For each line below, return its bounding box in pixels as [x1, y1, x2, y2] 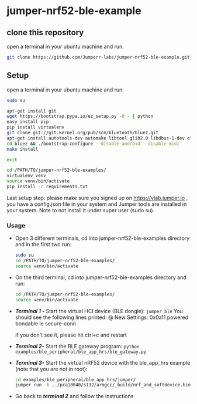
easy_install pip [6, 119, 49, 125]
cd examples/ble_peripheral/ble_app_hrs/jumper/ [15, 376, 136, 382]
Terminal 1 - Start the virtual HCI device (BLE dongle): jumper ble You [15, 307, 184, 314]
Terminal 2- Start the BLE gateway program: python [15, 342, 140, 349]
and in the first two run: [15, 241, 72, 248]
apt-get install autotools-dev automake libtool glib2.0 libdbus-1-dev [6, 135, 185, 141]
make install [6, 146, 39, 152]
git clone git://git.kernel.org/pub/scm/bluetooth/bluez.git [6, 130, 159, 136]
